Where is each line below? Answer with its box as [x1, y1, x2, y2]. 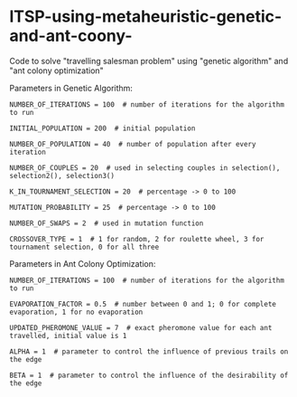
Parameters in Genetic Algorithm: [9, 82, 134, 93]
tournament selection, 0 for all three [9, 242, 160, 251]
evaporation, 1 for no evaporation [9, 307, 144, 317]
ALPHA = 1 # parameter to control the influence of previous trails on [9, 346, 289, 356]
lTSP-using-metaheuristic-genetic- [9, 6, 283, 27]
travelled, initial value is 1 [9, 331, 127, 340]
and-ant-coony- [9, 25, 133, 46]
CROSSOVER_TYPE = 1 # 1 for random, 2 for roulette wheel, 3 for [9, 234, 265, 243]
